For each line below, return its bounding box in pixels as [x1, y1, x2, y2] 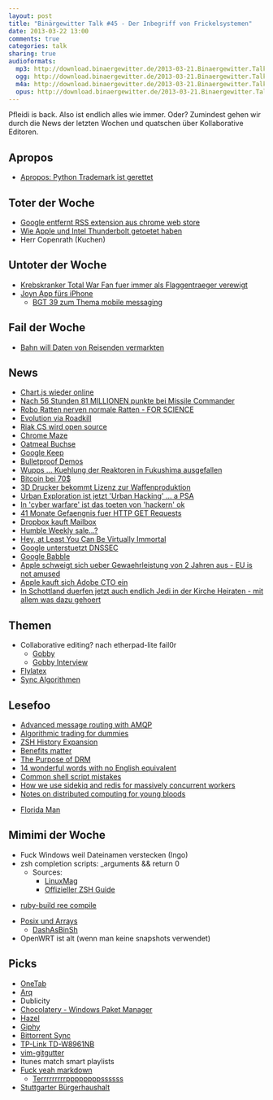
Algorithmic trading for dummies [19, 729, 129, 739]
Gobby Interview [32, 657, 88, 667]
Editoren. [8, 127, 39, 137]
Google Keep [19, 448, 64, 458]
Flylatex [19, 666, 47, 676]
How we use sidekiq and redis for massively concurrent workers [19, 780, 236, 790]
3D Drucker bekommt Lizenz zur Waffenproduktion [19, 482, 191, 492]
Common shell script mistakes [19, 772, 122, 782]
